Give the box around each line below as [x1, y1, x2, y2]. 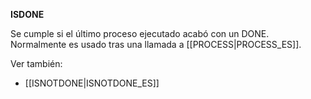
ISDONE [10, 9, 45, 20]
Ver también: [10, 58, 63, 69]
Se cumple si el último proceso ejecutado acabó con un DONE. [10, 28, 270, 39]
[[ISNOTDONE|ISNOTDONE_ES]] [24, 77, 160, 89]
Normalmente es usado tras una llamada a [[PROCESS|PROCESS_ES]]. [10, 39, 302, 50]
